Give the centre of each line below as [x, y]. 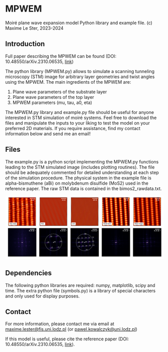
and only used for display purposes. [43, 296]
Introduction [25, 44]
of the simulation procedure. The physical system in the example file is [78, 178]
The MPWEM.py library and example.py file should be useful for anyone [80, 112]
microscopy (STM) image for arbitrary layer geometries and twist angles [80, 77]
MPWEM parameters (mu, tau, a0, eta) [52, 102]
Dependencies [28, 273]
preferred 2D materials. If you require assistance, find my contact [73, 128]
